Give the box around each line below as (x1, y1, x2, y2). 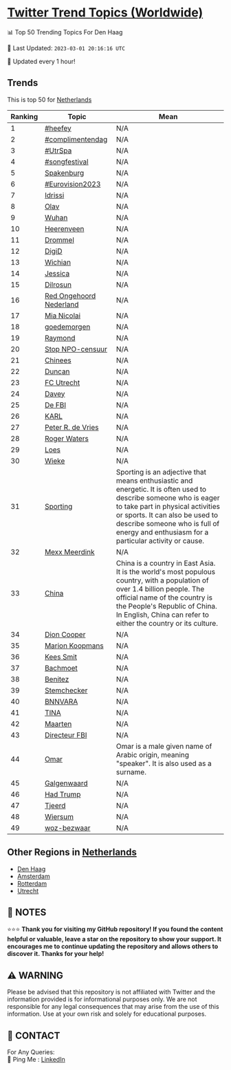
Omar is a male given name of (115, 741, 212, 751)
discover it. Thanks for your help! (7, 950, 104, 958)
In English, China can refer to (115, 610, 210, 620)
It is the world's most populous (115, 567, 215, 576)
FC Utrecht (44, 378, 80, 387)
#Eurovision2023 (44, 179, 101, 188)
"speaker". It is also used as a (115, 758, 212, 768)
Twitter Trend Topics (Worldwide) (7, 5, 203, 21)
